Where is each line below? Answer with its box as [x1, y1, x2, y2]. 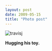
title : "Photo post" [5, 16, 48, 21]
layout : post [5, 7, 32, 12]
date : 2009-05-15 [5, 12, 41, 17]
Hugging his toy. [5, 40, 40, 46]
